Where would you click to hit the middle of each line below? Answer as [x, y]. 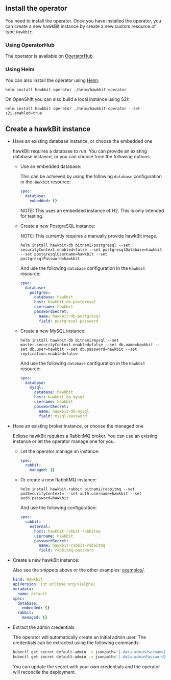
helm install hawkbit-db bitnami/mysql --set [69, 340]
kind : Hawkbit [28, 580]
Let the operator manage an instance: [60, 451]
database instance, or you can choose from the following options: [82, 157]
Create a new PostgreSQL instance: [58, 226]
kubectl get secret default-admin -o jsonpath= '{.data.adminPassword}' [90, 657]
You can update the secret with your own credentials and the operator [86, 666]
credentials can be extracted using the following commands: [76, 643]
